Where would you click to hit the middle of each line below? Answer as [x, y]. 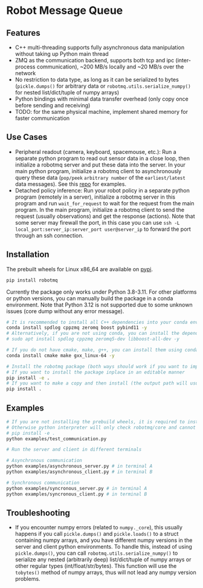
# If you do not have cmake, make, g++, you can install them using [94, 350]
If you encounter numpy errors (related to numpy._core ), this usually [99, 527]
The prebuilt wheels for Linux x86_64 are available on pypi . [79, 269]
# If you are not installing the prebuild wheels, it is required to [96, 421]
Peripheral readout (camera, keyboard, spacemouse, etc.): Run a [95, 151]
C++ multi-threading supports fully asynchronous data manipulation [100, 47]
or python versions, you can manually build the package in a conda [90, 298]
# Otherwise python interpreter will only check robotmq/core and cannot [101, 428]
